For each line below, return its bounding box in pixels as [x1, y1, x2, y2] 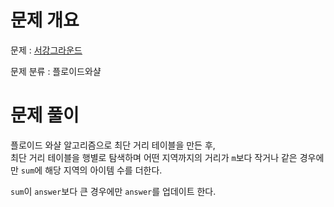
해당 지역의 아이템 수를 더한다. [44, 164, 163, 176]
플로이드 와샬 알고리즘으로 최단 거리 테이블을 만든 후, [10, 139, 216, 151]
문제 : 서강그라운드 [10, 44, 83, 56]
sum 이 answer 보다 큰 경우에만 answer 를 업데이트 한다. [10, 185, 217, 197]
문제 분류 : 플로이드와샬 [10, 65, 102, 77]
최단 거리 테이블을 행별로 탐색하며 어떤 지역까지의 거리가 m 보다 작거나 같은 [10, 151, 298, 163]
